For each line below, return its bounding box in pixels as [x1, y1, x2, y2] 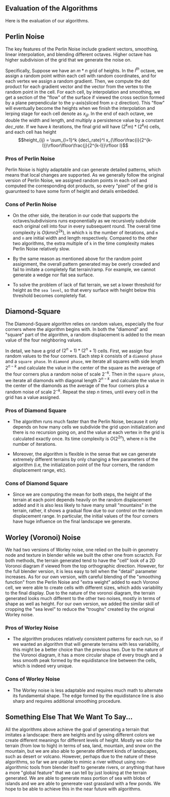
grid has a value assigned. [5, 394, 60, 401]
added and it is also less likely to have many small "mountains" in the [12, 502, 157, 508]
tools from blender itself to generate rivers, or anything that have [29, 764, 165, 770]
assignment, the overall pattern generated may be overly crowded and [12, 261, 160, 267]
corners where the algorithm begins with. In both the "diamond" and [5, 326, 148, 332]
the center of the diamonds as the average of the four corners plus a [5, 383, 149, 389]
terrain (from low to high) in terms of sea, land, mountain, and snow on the [5, 743, 161, 749]
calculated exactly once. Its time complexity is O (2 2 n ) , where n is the [12, 435, 156, 442]
